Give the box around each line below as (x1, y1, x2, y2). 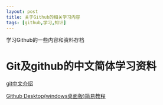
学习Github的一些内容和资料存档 (6, 37, 84, 44)
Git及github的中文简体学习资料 (6, 60, 157, 73)
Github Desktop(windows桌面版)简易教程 (6, 93, 106, 100)
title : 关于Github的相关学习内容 (6, 14, 81, 20)
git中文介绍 (6, 80, 34, 87)
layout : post (6, 8, 38, 15)
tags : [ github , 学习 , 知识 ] (6, 19, 67, 25)
